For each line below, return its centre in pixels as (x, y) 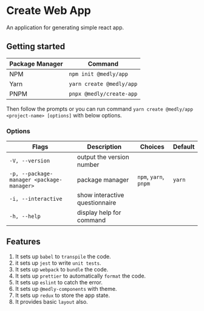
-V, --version (30, 161)
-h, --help (25, 216)
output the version (103, 157)
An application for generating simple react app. (65, 27)
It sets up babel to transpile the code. (63, 256)
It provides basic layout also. (51, 301)
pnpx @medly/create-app (103, 94)
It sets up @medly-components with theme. (66, 288)
